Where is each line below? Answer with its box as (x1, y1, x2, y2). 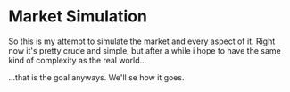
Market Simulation (8, 6, 148, 27)
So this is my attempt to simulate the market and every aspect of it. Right (8, 36, 276, 46)
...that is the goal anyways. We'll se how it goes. (8, 71, 185, 82)
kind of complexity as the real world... (8, 54, 147, 65)
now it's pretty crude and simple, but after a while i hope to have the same (8, 45, 282, 55)
